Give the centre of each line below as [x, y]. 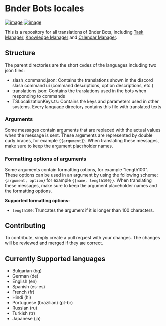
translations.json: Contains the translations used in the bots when [79, 91]
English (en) [25, 281]
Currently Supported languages [55, 259]
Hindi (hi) [22, 297]
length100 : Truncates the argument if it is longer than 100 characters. [83, 210]
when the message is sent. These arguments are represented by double [79, 135]
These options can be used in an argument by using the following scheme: [82, 175]
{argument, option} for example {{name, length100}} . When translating [78, 180]
